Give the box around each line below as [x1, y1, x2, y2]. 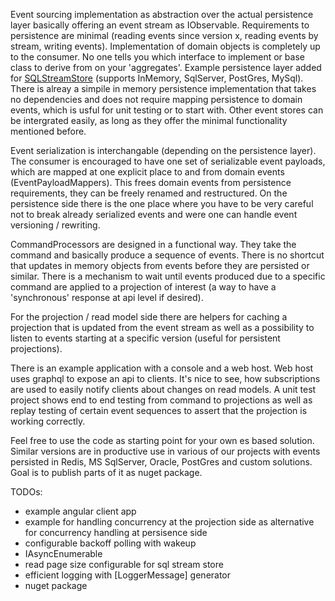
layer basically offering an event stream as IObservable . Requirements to [10, 19, 310, 31]
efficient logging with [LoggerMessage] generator [24, 569, 232, 581]
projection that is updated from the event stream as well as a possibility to [10, 322, 315, 333]
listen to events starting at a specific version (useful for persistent [10, 332, 281, 344]
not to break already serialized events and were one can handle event [10, 209, 298, 220]
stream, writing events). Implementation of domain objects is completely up [10, 40, 321, 52]
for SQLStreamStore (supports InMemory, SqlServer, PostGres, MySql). [10, 72, 304, 84]
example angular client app [24, 505, 137, 517]
